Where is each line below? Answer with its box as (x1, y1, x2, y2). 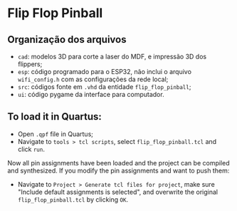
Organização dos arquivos (7, 34, 127, 46)
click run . (17, 145, 45, 153)
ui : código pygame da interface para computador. (17, 91, 165, 98)
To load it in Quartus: (7, 110, 102, 123)
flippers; (17, 60, 43, 68)
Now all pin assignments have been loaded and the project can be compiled (7, 158, 230, 167)
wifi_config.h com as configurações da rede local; (17, 75, 169, 83)
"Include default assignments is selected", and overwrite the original (17, 187, 218, 196)
